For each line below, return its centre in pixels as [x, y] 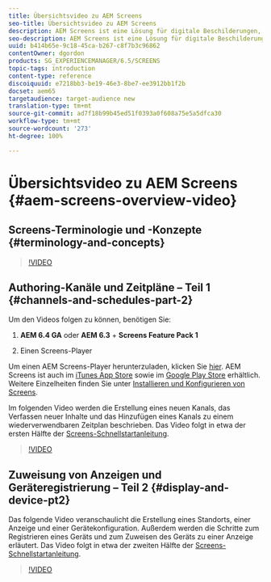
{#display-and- [190, 487]
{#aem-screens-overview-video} [123, 200]
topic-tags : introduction [52, 69]
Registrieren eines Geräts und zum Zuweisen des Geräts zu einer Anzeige [131, 537]
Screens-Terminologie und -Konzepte [105, 230]
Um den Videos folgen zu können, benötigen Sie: [90, 319]
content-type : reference [50, 76]
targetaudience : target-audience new [72, 99]
